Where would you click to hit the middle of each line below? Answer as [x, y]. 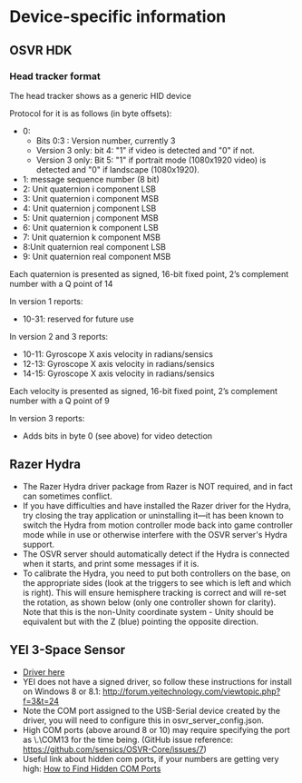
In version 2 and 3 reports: [59, 336]
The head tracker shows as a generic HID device [101, 95]
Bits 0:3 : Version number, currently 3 [106, 140]
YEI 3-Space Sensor [68, 650]
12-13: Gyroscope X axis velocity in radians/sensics [118, 363]
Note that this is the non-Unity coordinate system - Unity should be [148, 611]
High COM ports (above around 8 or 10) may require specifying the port [156, 729]
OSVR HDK [41, 50]
